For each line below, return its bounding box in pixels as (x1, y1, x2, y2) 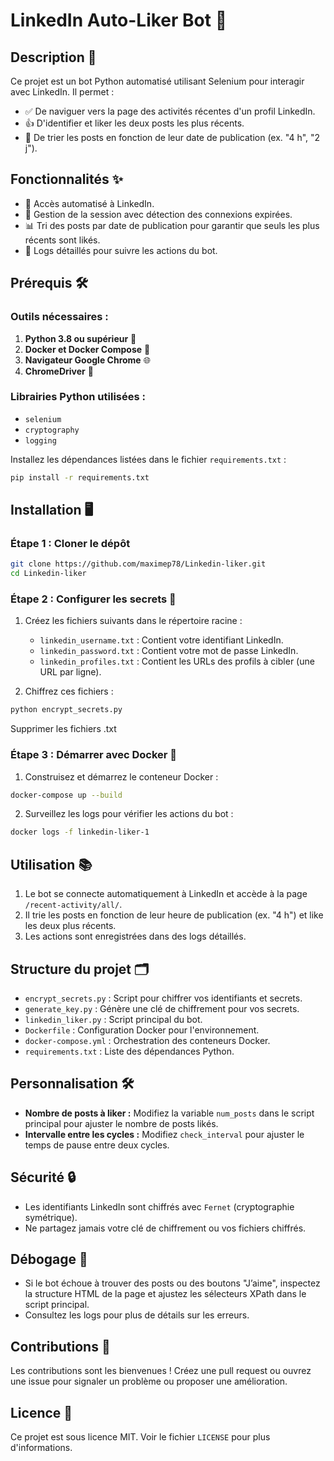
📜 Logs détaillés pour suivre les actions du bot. (24, 244, 218, 256)
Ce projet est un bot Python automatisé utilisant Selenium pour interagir (10, 75, 305, 87)
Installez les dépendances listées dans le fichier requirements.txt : (10, 453, 287, 465)
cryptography (24, 425, 80, 435)
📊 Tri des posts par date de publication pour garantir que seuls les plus (24, 219, 320, 231)
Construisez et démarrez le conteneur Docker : (24, 770, 219, 783)
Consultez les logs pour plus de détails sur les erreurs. (24, 1309, 250, 1321)
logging (24, 435, 57, 446)
